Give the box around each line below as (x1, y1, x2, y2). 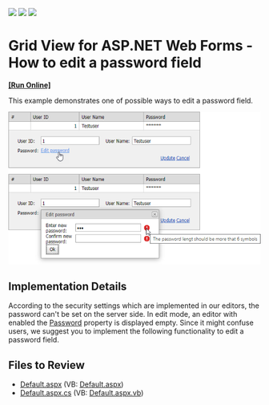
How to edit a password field (8, 54, 202, 72)
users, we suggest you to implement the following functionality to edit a (8, 326, 244, 336)
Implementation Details (8, 279, 127, 293)
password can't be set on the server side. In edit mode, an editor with (8, 310, 238, 319)
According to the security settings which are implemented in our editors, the (8, 301, 260, 310)
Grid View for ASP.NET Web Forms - (8, 37, 254, 55)
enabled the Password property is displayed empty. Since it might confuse (8, 318, 254, 328)
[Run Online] (8, 80, 51, 90)
